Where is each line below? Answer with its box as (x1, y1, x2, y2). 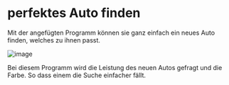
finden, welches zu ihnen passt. (7, 35, 101, 44)
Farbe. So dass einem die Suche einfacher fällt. (7, 71, 147, 79)
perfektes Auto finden (7, 5, 141, 21)
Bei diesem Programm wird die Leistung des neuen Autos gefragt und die (7, 63, 223, 72)
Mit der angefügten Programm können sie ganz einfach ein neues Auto (7, 28, 215, 37)
